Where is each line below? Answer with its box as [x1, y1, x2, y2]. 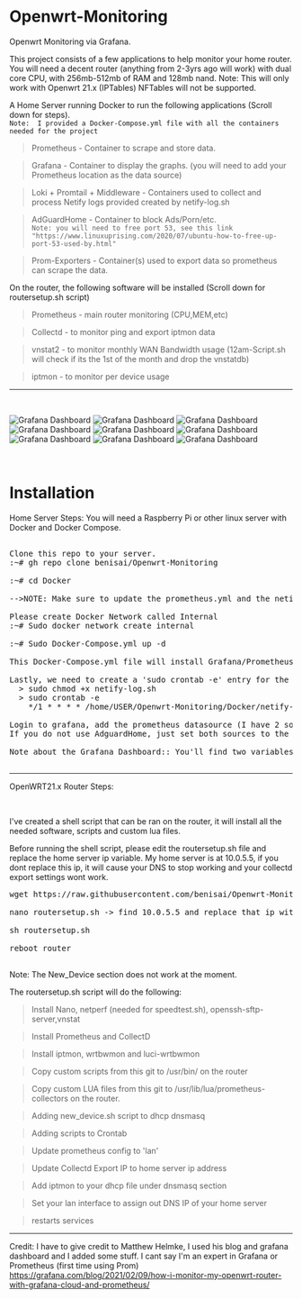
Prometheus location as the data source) [31, 169, 182, 180]
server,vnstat [31, 1013, 81, 1024]
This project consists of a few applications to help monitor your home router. [9, 53, 292, 64]
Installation [9, 483, 95, 504]
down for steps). [9, 109, 70, 120]
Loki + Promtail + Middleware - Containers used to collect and [31, 186, 262, 197]
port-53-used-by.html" [31, 239, 117, 249]
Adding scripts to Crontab [31, 1128, 128, 1139]
